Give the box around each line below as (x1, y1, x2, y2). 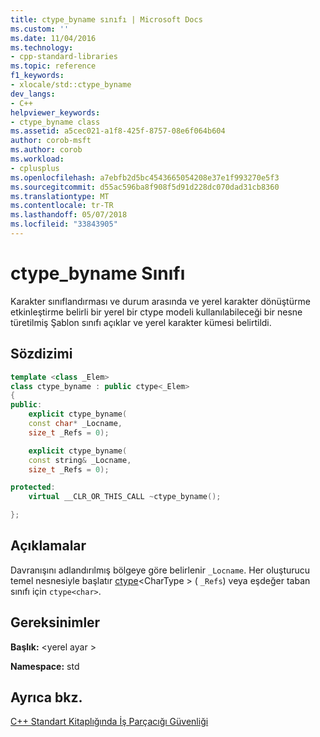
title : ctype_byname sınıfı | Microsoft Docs (10, 14, 203, 25)
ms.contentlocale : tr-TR (10, 201, 114, 211)
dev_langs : (10, 89, 56, 99)
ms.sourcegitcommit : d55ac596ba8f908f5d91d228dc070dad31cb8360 (10, 182, 280, 192)
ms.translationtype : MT (10, 191, 110, 201)
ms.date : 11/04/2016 (10, 33, 97, 43)
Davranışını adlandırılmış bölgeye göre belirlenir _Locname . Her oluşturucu (10, 564, 311, 576)
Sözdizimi (10, 346, 73, 363)
